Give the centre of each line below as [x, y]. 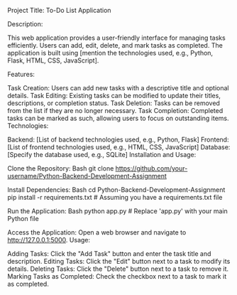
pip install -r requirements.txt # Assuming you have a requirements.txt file [115, 197]
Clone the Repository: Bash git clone [61, 168]
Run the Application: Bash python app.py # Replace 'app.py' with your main [118, 211]
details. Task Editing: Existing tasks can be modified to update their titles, [114, 96]
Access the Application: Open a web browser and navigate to [97, 232]
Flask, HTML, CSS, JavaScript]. [53, 60]
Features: [21, 74]
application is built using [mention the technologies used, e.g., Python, [110, 53]
